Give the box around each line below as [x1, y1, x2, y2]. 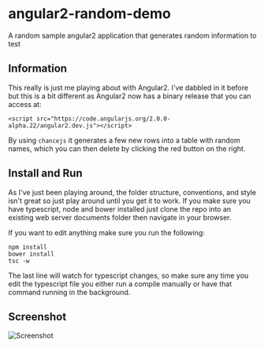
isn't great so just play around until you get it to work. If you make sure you [8, 196, 251, 205]
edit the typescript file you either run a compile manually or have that [8, 279, 232, 288]
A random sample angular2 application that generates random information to [8, 31, 258, 40]
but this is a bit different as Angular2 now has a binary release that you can [8, 91, 251, 101]
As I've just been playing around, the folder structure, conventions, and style [8, 187, 257, 197]
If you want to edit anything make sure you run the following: [8, 227, 205, 237]
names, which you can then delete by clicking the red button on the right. [8, 143, 246, 153]
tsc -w [8, 257, 30, 264]
